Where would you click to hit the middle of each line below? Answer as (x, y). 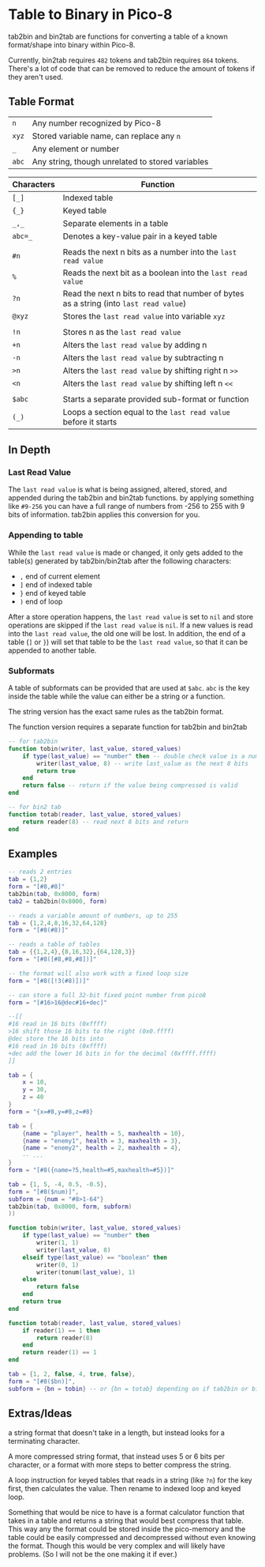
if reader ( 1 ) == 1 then (62, 1330)
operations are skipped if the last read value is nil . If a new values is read (131, 625)
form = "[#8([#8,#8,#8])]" (52, 959)
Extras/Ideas (40, 1413)
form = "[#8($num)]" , (44, 1192)
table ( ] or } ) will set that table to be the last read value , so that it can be (128, 642)
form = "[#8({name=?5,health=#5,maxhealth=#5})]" (91, 1170)
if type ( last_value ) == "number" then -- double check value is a (134, 756)
